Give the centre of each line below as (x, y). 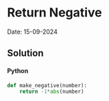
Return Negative (54, 13)
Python (18, 71)
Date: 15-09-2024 (33, 32)
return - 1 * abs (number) (52, 92)
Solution (25, 53)
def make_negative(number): (47, 85)
